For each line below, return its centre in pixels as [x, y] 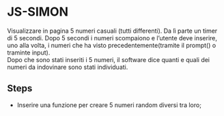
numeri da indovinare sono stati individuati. [68, 67]
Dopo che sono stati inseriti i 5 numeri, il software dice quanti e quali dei [109, 59]
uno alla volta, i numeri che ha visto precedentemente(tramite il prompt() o [112, 45]
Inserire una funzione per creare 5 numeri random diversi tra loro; [109, 105]
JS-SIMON [38, 12]
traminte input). [29, 53]
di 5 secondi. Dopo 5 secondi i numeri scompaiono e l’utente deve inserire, [112, 38]
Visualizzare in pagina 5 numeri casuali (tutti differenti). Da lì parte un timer [112, 31]
